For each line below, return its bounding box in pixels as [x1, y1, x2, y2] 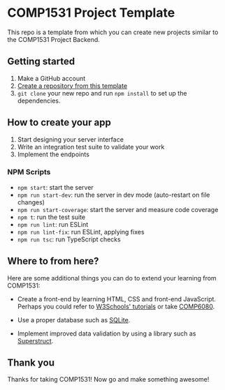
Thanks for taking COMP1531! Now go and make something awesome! [7, 375, 210, 384]
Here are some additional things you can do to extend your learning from [7, 273, 217, 282]
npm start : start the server [17, 183, 94, 191]
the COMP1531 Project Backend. [7, 35, 100, 43]
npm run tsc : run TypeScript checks [17, 235, 121, 243]
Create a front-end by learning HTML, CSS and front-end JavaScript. [17, 294, 217, 303]
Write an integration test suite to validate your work [17, 142, 165, 151]
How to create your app [7, 117, 112, 128]
